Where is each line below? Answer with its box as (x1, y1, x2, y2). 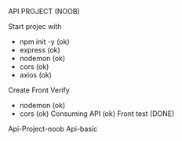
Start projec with (8, 22, 62, 31)
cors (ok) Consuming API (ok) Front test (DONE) (19, 109, 175, 118)
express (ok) (19, 45, 60, 54)
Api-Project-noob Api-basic (8, 125, 98, 133)
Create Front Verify (8, 85, 71, 95)
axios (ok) (19, 70, 53, 79)
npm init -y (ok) (19, 37, 70, 46)
